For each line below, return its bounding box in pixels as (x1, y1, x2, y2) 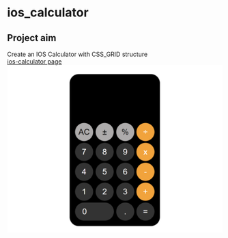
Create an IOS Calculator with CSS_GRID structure (7, 50, 148, 58)
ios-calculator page (7, 57, 62, 66)
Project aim (7, 32, 57, 44)
